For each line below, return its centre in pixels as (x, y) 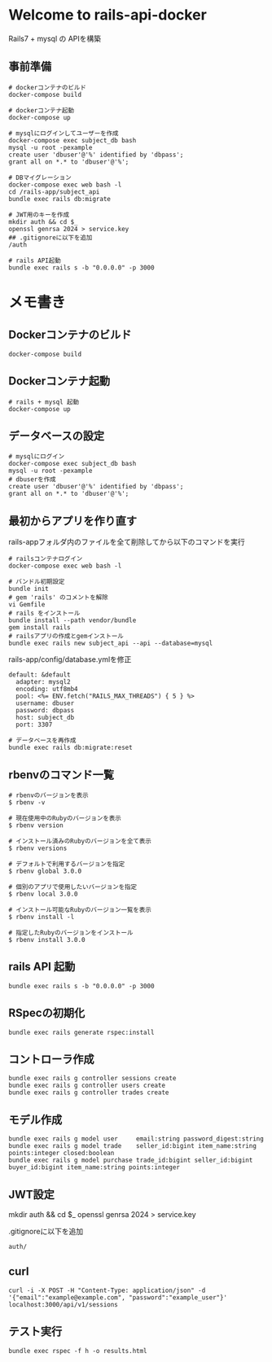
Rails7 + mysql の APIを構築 (55, 38)
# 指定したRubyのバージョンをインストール (71, 933)
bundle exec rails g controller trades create (89, 1093)
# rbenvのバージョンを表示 (48, 795)
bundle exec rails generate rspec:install (81, 1032)
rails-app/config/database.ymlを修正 (70, 659)
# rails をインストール (44, 613)
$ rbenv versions (38, 848)
